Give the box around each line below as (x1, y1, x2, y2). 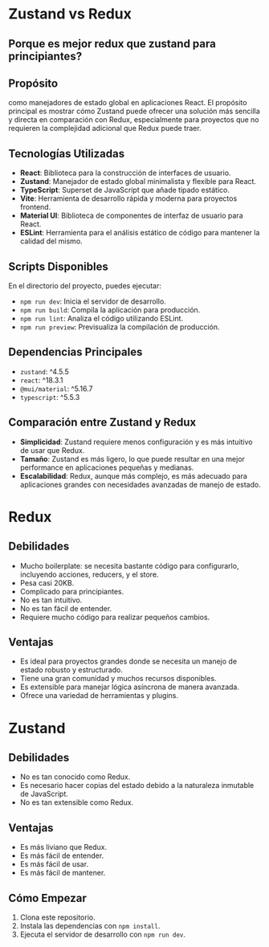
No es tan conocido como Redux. (19, 772, 131, 782)
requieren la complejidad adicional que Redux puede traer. (8, 124, 202, 133)
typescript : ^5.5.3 (19, 392, 80, 402)
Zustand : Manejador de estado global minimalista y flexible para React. (19, 177, 257, 186)
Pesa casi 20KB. (19, 578, 75, 587)
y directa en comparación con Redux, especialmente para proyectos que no (8, 115, 259, 124)
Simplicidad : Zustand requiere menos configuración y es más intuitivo (19, 437, 253, 447)
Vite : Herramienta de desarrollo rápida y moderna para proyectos (19, 194, 238, 203)
